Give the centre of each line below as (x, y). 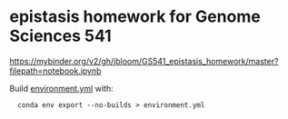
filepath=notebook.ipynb (55, 71)
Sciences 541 (60, 36)
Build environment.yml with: (61, 88)
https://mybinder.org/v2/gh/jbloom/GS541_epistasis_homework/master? (144, 61)
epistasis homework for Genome (135, 17)
